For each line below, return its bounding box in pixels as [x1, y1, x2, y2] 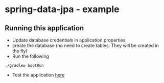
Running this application [5, 24, 84, 32]
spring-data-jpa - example [5, 4, 120, 15]
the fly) [12, 48, 28, 54]
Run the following [12, 53, 50, 59]
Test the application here [12, 72, 65, 78]
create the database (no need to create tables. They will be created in [12, 43, 159, 49]
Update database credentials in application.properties [12, 37, 126, 43]
